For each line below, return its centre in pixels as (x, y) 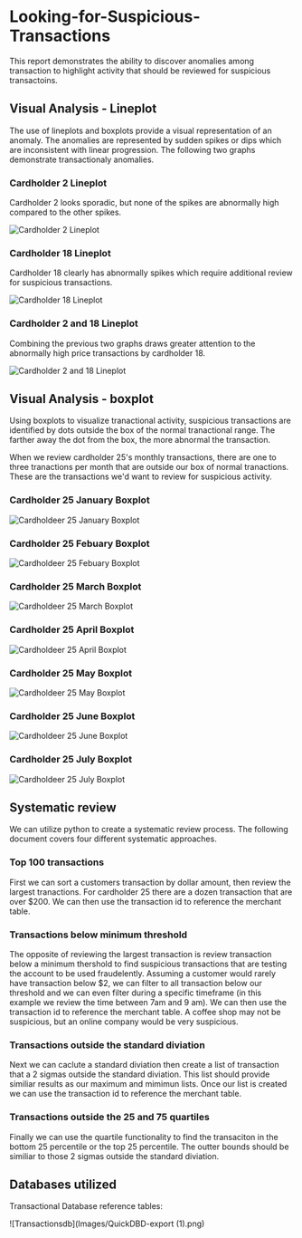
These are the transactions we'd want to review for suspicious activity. (141, 476)
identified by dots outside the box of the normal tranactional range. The (142, 430)
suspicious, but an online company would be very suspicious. (124, 1022)
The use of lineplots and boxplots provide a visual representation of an (141, 130)
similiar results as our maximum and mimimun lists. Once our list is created (148, 1084)
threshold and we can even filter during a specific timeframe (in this (136, 993)
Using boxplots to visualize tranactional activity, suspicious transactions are (150, 421)
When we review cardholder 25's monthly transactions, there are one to (143, 457)
